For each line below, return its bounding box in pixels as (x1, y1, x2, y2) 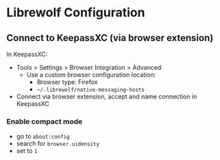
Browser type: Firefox (36, 78, 98, 86)
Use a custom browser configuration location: (26, 70, 156, 79)
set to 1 (16, 147, 38, 155)
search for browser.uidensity (16, 139, 100, 148)
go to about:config (16, 132, 70, 141)
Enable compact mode (6, 116, 83, 126)
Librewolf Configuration (6, 5, 145, 21)
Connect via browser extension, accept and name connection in (16, 92, 197, 101)
